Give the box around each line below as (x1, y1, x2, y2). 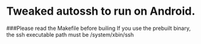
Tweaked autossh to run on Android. (6, 4, 195, 18)
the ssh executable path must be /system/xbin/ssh (6, 31, 134, 38)
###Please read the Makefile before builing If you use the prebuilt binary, (6, 24, 191, 32)
